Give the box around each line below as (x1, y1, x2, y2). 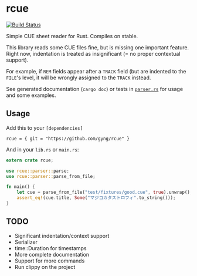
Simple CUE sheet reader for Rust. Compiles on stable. (6, 32, 138, 39)
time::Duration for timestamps (14, 244, 87, 251)
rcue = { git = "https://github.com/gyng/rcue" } (6, 136, 130, 142)
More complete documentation (14, 251, 90, 258)
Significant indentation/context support (14, 232, 110, 239)
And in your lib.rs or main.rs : (6, 146, 79, 153)
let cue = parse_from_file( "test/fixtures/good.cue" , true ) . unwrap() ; (16, 190, 193, 196)
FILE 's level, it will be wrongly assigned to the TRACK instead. (6, 74, 151, 81)
